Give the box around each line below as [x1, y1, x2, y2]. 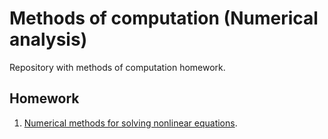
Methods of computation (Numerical [9, 7, 319, 30]
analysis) [9, 28, 88, 51]
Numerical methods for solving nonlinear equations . [23, 117, 238, 129]
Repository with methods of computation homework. [9, 61, 226, 73]
